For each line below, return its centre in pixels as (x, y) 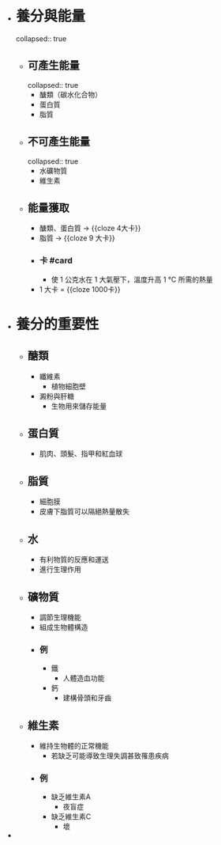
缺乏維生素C (71, 817)
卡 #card (56, 260)
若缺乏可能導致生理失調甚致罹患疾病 (110, 756)
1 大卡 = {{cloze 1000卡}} (80, 289)
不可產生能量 (59, 142)
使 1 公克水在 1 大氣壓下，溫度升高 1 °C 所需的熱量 (132, 279)
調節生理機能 (60, 617)
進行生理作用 (60, 570)
